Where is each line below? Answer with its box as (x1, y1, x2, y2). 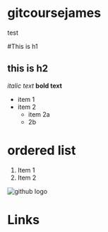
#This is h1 (7, 42, 39, 50)
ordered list (7, 142, 76, 158)
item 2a (28, 110, 51, 118)
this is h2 (7, 62, 48, 75)
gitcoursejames (7, 5, 101, 21)
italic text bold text (7, 81, 62, 90)
